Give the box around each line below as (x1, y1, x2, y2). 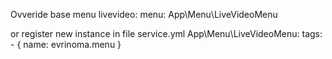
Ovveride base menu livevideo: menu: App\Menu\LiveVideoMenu (10, 9, 278, 20)
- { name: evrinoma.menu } (10, 39, 122, 50)
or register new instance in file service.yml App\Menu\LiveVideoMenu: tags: (10, 28, 323, 39)
